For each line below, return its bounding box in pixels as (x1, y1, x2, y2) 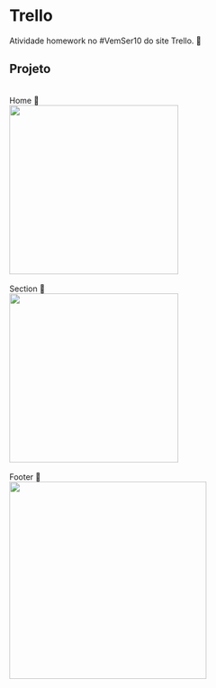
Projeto (9, 61, 51, 77)
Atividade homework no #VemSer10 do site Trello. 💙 (9, 35, 202, 46)
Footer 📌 (9, 471, 41, 482)
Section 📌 (9, 283, 45, 294)
